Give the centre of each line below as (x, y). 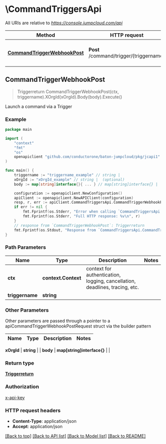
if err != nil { (31, 207)
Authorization (22, 387)
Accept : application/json (37, 426)
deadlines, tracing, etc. (113, 287)
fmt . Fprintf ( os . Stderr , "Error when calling (69, 212)
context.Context (62, 277)
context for (99, 269)
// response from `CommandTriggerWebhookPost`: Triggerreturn (79, 225)
